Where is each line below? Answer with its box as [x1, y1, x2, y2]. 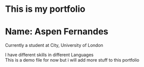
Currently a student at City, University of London [5, 42, 103, 48]
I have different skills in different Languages [5, 52, 94, 58]
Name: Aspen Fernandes [5, 26, 109, 37]
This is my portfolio [5, 3, 86, 15]
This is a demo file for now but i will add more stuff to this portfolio [5, 57, 140, 63]
